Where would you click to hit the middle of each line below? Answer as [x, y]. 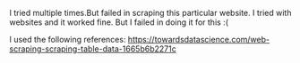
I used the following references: [68, 39]
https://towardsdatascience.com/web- [199, 39]
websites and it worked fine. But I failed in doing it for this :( [119, 22]
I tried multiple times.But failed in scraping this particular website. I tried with [150, 13]
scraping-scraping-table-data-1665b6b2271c [93, 49]
